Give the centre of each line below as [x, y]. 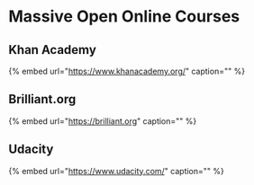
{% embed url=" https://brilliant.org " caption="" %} [103, 121]
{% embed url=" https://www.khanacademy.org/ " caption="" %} [127, 71]
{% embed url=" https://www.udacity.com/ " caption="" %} [116, 171]
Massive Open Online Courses [124, 17]
